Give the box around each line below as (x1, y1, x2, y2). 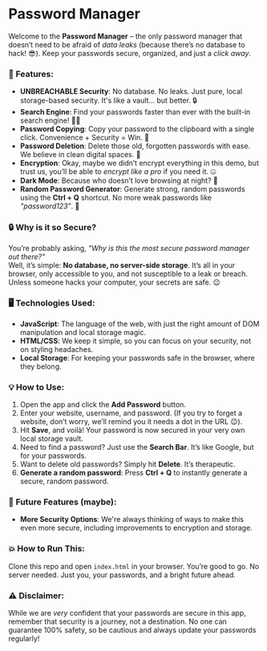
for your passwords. (19, 451, 87, 461)
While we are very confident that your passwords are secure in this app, (8, 609, 246, 618)
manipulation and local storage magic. (19, 327, 147, 337)
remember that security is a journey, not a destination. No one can (8, 617, 227, 626)
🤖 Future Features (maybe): (8, 496, 117, 507)
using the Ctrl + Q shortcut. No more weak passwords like (19, 193, 212, 203)
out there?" (8, 252, 46, 261)
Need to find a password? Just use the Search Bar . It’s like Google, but (19, 443, 254, 452)
